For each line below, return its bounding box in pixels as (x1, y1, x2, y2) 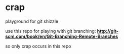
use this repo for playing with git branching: (5, 28, 96, 34)
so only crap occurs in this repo (5, 43, 71, 49)
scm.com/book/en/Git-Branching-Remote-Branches (5, 33, 118, 39)
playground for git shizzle (5, 18, 59, 24)
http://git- (97, 28, 119, 34)
